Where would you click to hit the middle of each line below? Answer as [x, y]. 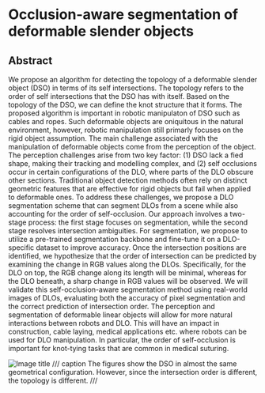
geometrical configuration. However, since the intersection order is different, [133, 372]
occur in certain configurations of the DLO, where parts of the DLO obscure [131, 172]
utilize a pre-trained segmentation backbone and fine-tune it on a [115, 239]
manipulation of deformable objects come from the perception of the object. [132, 147]
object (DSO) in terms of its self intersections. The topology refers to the [126, 88]
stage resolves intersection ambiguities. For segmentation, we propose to [128, 231]
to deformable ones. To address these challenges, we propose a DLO [121, 197]
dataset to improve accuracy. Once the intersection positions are [141, 248]
